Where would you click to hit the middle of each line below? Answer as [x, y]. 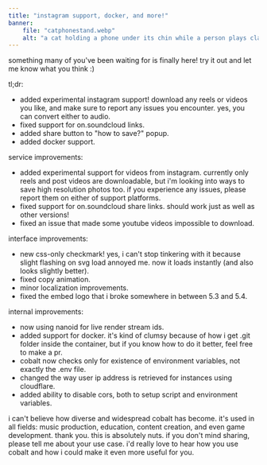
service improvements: [46, 157]
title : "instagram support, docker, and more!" [89, 15]
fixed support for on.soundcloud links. [82, 125]
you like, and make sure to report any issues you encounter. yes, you [132, 108]
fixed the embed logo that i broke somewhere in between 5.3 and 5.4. [133, 296]
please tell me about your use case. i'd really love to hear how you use [123, 444]
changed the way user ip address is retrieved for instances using [126, 378]
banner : [21, 23]
